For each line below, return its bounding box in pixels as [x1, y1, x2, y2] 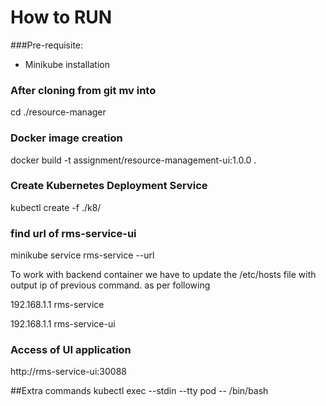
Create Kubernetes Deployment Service [10, 179, 208, 193]
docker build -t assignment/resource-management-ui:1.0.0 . [10, 154, 257, 166]
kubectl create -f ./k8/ [10, 201, 102, 213]
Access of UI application [10, 343, 132, 357]
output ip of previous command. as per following [10, 279, 211, 291]
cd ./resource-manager [10, 106, 107, 118]
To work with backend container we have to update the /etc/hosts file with [10, 269, 317, 281]
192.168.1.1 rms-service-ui [10, 318, 116, 330]
